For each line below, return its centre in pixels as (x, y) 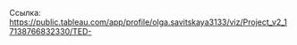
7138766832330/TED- (51, 31)
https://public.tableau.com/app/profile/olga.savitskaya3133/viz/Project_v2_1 (148, 22)
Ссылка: (25, 13)
